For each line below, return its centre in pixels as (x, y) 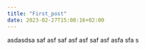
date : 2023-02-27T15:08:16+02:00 (56, 20)
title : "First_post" (37, 14)
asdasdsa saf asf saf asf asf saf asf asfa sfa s (73, 40)
